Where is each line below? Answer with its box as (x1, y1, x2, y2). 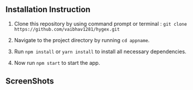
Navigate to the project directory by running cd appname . (14, 36, 150, 43)
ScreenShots (5, 76, 54, 86)
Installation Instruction (5, 5, 91, 15)
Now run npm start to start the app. (14, 59, 101, 66)
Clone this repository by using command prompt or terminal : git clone (14, 20, 187, 27)
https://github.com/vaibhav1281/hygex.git (14, 26, 120, 32)
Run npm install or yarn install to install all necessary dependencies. (14, 48, 187, 55)
